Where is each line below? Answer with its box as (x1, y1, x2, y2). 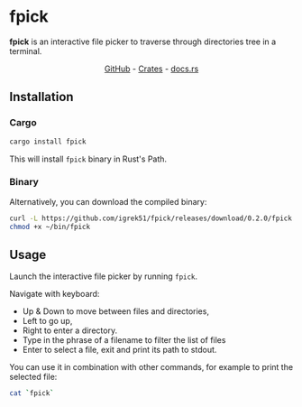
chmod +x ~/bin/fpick (9, 222, 91, 231)
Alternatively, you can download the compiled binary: (9, 196, 207, 207)
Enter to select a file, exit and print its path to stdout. (22, 345, 217, 356)
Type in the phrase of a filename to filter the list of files (22, 335, 226, 346)
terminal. (9, 45, 42, 56)
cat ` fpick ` (9, 389, 54, 398)
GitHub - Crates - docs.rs (104, 63, 199, 74)
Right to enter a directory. (22, 325, 118, 336)
